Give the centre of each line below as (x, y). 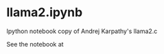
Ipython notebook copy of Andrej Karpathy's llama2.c (82, 31)
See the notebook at (35, 44)
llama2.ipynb (45, 12)
